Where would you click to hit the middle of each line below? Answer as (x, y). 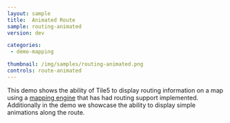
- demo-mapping (32, 52)
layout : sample (29, 13)
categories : (24, 46)
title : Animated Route (41, 20)
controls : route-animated (44, 70)
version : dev (26, 33)
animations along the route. (46, 112)
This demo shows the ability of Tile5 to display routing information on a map (115, 90)
